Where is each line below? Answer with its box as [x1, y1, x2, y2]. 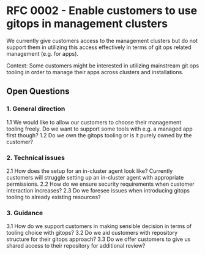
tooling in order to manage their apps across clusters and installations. [6, 68, 184, 75]
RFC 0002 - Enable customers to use [6, 4, 198, 18]
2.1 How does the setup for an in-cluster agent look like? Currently [6, 167, 173, 175]
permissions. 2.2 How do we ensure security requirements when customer [6, 180, 195, 188]
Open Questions [6, 86, 70, 97]
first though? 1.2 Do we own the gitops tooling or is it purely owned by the [6, 131, 192, 139]
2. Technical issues [6, 153, 65, 162]
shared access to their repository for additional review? [6, 242, 146, 249]
